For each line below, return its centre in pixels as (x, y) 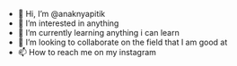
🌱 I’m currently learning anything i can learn (98, 33)
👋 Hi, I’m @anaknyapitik (61, 14)
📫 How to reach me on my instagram (87, 52)
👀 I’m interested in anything (68, 23)
